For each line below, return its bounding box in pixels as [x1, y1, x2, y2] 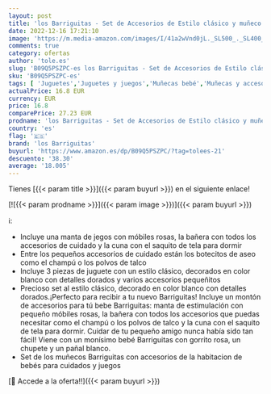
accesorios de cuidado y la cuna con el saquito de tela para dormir [19, 241, 242, 250]
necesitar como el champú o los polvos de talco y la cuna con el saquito [19, 318, 261, 328]
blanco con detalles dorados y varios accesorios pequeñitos [19, 275, 221, 285]
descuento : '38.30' [8, 154, 74, 162]
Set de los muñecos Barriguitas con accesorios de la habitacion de [19, 352, 243, 362]
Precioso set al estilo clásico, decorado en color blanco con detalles [19, 283, 247, 293]
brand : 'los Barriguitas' [8, 139, 95, 148]
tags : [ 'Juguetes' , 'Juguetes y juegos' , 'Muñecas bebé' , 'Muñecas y [8, 79, 240, 87]
